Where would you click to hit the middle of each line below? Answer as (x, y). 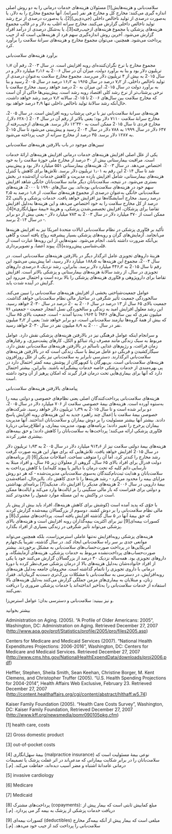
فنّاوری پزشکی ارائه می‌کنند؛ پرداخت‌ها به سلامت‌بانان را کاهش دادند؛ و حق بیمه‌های (84, 431)
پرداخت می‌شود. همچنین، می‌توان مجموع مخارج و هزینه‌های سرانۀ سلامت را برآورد (84, 40)
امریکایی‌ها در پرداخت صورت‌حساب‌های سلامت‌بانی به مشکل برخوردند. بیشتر (78, 547)
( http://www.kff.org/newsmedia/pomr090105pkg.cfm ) (62, 715)
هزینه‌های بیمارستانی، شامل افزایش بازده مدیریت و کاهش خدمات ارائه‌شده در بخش (85, 176)
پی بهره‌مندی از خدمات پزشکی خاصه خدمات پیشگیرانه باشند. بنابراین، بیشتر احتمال (84, 367)
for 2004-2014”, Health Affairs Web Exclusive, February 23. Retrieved (79, 683)
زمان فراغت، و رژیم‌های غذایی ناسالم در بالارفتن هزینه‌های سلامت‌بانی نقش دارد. (82, 346)
